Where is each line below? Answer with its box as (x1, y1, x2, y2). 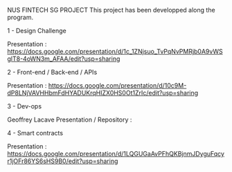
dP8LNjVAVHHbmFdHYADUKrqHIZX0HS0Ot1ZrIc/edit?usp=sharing (7, 89, 199, 97)
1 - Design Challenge (7, 27, 67, 35)
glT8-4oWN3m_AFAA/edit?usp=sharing (7, 55, 121, 63)
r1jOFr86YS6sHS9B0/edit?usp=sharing (7, 157, 118, 165)
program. (7, 13, 34, 21)
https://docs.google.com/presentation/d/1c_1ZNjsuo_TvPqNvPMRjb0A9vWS (7, 48, 223, 55)
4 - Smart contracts (7, 129, 64, 137)
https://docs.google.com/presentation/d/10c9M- (48, 82, 187, 89)
